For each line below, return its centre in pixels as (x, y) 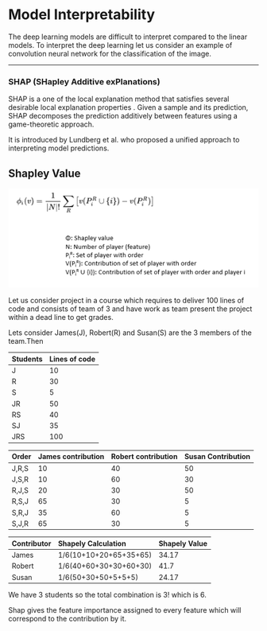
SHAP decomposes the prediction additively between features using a (123, 116)
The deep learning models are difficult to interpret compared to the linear (128, 37)
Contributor (31, 543)
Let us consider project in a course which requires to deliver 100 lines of (126, 301)
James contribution (72, 457)
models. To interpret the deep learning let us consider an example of (120, 45)
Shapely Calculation (92, 543)
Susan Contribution (217, 457)
